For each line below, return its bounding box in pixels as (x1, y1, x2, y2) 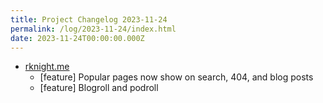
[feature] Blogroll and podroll (39, 82, 159, 94)
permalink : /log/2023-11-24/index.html (10, 24, 177, 34)
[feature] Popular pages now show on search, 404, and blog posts (39, 71, 314, 83)
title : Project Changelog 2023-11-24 (10, 14, 168, 25)
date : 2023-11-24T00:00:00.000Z (10, 33, 145, 43)
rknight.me (24, 61, 70, 73)
